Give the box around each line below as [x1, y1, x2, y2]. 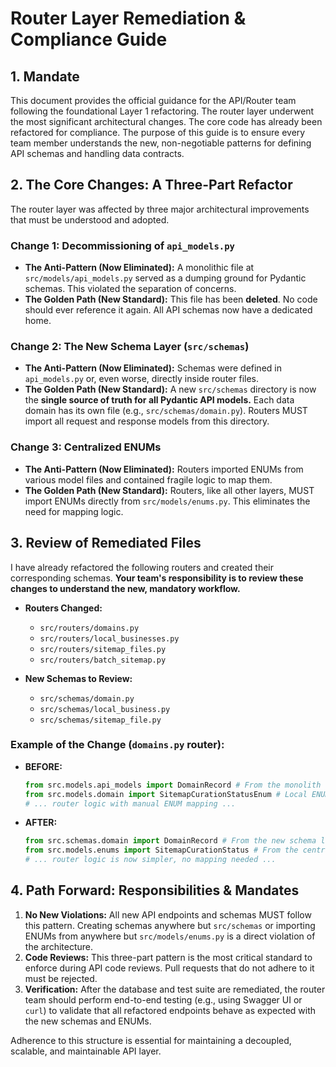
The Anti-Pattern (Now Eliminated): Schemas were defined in [24, 362, 282, 374]
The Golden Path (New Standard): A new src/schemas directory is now [24, 383, 317, 396]
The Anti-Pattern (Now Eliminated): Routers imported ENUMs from [24, 463, 304, 475]
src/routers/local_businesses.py [39, 633, 180, 644]
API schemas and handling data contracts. [10, 148, 185, 159]
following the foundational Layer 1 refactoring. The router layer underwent [10, 105, 315, 117]
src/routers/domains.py [39, 623, 140, 633]
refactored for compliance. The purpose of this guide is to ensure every [10, 127, 306, 138]
